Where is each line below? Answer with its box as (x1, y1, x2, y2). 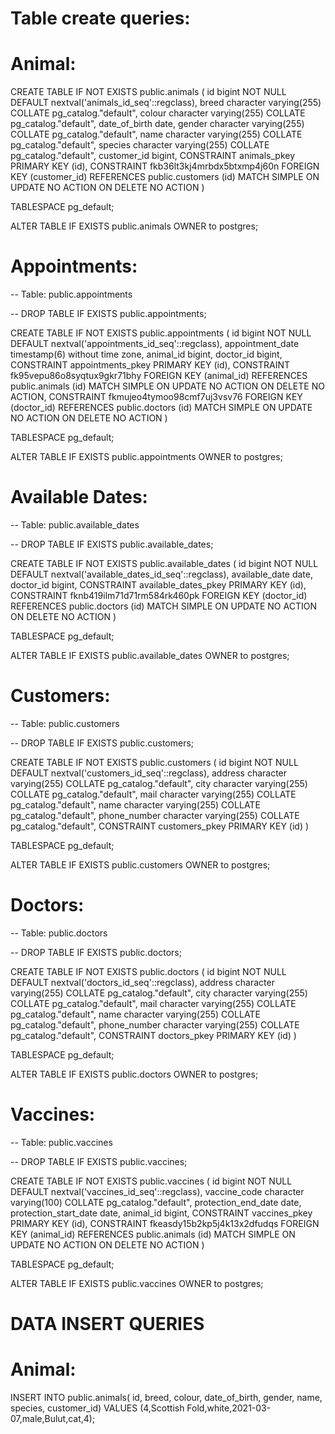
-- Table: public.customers (10, 717, 120, 729)
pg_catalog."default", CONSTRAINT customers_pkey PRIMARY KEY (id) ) (10, 820, 310, 832)
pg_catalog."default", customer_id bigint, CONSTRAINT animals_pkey (10, 150, 296, 162)
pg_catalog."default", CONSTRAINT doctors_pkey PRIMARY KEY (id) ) (10, 1029, 297, 1041)
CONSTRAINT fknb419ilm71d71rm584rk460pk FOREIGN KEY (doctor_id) (10, 590, 308, 601)
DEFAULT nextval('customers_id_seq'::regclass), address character (10, 767, 288, 779)
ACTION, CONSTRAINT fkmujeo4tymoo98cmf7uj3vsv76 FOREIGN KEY (10, 391, 303, 403)
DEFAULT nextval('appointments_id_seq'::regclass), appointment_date (10, 338, 300, 350)
